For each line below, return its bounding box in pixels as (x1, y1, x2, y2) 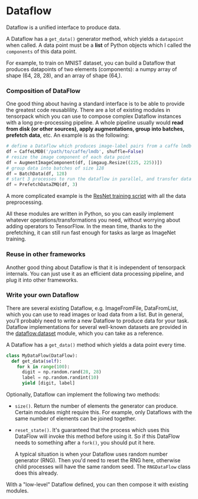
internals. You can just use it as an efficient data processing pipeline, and (6, 270, 184, 277)
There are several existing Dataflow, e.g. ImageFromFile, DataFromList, (6, 304, 178, 312)
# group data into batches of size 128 (6, 165, 105, 171)
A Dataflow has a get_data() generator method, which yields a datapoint (6, 35, 184, 42)
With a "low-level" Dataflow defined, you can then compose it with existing (6, 481, 189, 488)
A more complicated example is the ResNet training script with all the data (6, 193, 186, 200)
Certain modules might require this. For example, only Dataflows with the (14, 409, 192, 416)
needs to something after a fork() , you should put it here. (14, 439, 155, 446)
